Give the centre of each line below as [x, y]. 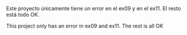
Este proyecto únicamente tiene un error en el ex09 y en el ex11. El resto [93, 8]
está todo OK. [23, 15]
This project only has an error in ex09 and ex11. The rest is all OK [85, 26]
